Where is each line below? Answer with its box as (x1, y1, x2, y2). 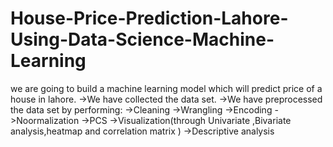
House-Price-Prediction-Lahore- (10, 7, 289, 30)
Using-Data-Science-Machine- (10, 28, 275, 51)
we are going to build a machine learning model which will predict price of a (10, 82, 323, 94)
